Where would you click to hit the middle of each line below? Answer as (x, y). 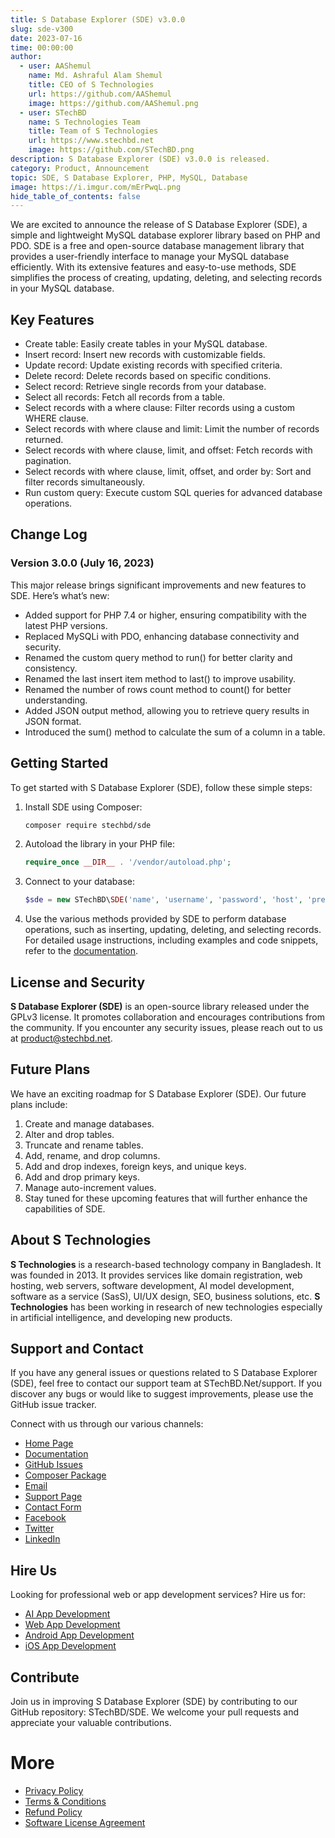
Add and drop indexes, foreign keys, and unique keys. (135, 1166)
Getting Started (59, 763)
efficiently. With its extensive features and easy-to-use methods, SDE (153, 267)
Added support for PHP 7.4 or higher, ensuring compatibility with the (165, 615)
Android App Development (79, 1635)
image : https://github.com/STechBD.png (111, 150)
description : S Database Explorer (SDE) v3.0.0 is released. (140, 159)
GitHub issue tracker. (53, 1405)
